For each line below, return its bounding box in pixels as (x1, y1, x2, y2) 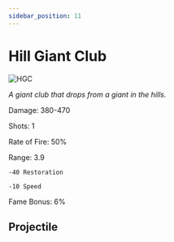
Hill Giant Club (8, 46, 107, 65)
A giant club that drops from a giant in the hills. (8, 89, 167, 99)
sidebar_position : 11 (8, 11, 82, 20)
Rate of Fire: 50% (8, 136, 67, 146)
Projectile (8, 220, 59, 234)
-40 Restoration (8, 168, 63, 176)
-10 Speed (8, 182, 42, 191)
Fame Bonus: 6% (8, 197, 67, 206)
